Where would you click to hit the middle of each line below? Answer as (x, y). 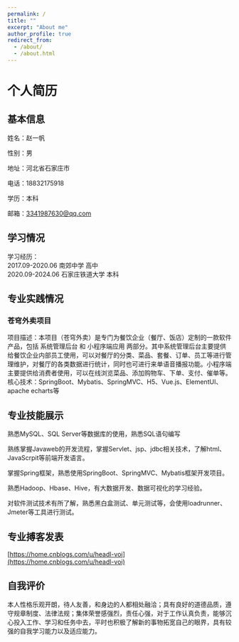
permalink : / (27, 14)
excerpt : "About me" (38, 27)
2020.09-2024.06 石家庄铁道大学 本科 (63, 274)
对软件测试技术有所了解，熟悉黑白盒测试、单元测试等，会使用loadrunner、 (117, 503)
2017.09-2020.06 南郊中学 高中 (53, 265)
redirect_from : (30, 41)
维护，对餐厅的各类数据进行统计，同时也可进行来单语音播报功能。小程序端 (122, 364)
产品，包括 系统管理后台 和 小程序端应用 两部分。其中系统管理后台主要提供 (117, 346)
